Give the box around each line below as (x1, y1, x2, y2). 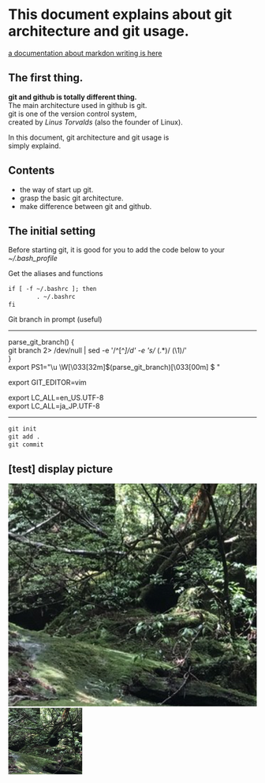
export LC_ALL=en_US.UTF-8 (8, 393, 104, 403)
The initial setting (8, 224, 96, 237)
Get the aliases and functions (8, 269, 103, 278)
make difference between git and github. (19, 201, 152, 211)
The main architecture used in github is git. (8, 100, 147, 110)
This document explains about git (8, 6, 233, 24)
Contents (8, 164, 55, 177)
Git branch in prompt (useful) (8, 315, 103, 324)
